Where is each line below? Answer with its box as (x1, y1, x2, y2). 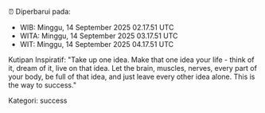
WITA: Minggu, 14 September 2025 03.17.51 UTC (19, 31, 178, 41)
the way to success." (8, 80, 77, 90)
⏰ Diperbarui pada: (8, 7, 72, 16)
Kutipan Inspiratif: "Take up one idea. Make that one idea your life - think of (8, 55, 255, 64)
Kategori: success (8, 95, 68, 105)
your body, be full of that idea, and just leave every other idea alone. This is (8, 72, 255, 81)
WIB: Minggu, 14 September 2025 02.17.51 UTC (19, 23, 174, 32)
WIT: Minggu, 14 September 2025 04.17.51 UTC (19, 40, 174, 49)
